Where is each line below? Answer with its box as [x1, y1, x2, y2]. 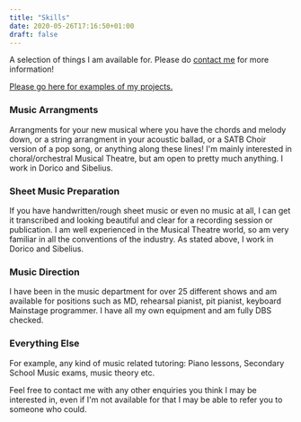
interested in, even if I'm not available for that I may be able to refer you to [9, 394, 283, 405]
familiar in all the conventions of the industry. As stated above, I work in [9, 233, 274, 244]
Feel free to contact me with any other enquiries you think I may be [9, 384, 258, 395]
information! [9, 64, 55, 75]
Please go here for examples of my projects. [9, 82, 173, 92]
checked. [9, 315, 44, 326]
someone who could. [9, 403, 87, 414]
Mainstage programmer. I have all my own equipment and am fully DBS [9, 305, 272, 316]
